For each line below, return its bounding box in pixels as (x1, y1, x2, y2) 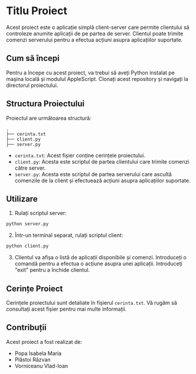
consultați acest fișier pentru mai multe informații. (6, 305, 127, 313)
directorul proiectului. (6, 82, 58, 89)
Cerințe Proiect (6, 284, 63, 294)
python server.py (6, 221, 49, 227)
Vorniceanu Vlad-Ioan (14, 362, 68, 369)
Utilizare (6, 194, 38, 204)
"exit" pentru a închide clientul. (14, 266, 90, 274)
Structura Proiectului (6, 99, 84, 109)
